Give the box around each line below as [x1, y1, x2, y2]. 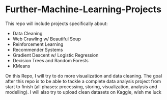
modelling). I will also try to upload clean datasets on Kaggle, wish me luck [5, 89, 162, 95]
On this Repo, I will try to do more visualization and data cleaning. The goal [5, 72, 162, 79]
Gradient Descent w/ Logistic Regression [12, 52, 99, 58]
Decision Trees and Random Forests [12, 57, 89, 63]
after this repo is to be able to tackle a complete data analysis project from [5, 78, 161, 84]
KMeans [12, 63, 31, 69]
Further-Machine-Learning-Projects [5, 4, 162, 15]
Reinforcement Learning [12, 41, 64, 47]
